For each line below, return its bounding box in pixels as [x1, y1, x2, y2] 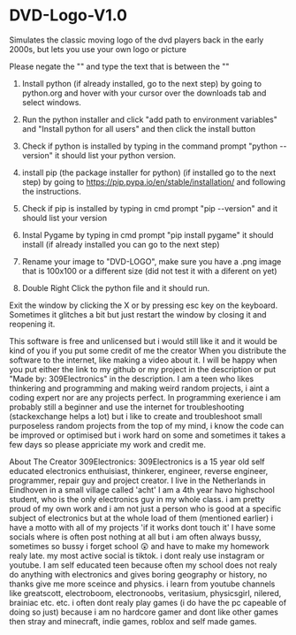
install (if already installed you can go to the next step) [21, 239, 220, 249]
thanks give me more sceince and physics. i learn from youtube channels [9, 578, 276, 589]
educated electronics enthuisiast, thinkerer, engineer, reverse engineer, [9, 465, 269, 476]
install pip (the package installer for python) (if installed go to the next [21, 167, 277, 178]
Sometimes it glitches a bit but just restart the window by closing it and [9, 309, 267, 319]
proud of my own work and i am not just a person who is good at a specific [9, 503, 282, 514]
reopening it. [9, 318, 56, 329]
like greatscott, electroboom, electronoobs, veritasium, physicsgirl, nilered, [9, 587, 282, 598]
